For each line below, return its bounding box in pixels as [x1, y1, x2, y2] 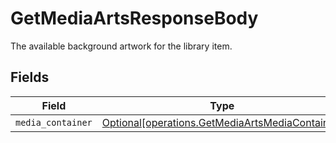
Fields [10, 69, 50, 86]
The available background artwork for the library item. [10, 40, 233, 52]
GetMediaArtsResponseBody [10, 7, 259, 30]
